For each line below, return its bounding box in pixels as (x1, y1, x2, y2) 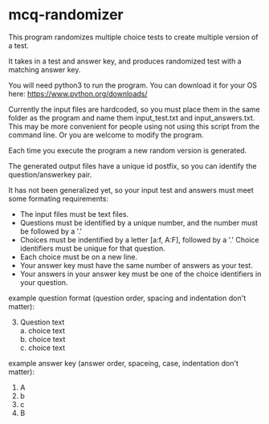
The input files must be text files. (19, 209, 129, 218)
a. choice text (19, 325, 66, 335)
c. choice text (19, 343, 66, 353)
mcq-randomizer (8, 6, 124, 24)
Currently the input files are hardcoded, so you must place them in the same (8, 104, 260, 114)
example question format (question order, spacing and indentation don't (8, 293, 247, 303)
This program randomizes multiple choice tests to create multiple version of (8, 32, 259, 42)
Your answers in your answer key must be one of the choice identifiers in (19, 269, 262, 279)
